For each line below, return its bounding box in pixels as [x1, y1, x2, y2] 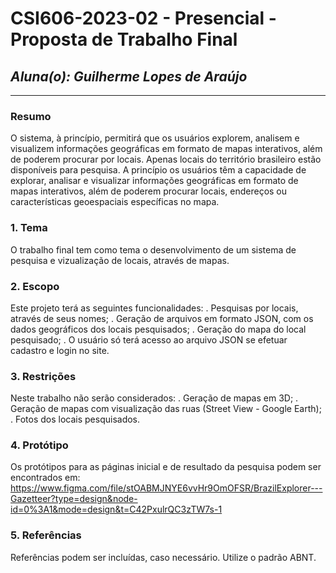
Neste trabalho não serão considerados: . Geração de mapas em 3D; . [10, 392, 299, 404]
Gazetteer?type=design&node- [10, 493, 138, 505]
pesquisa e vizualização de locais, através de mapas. [10, 254, 230, 266]
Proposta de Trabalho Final [10, 28, 238, 51]
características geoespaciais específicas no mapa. [10, 196, 220, 208]
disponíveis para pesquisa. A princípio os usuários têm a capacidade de [10, 164, 307, 176]
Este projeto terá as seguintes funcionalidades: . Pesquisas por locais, [10, 302, 299, 314]
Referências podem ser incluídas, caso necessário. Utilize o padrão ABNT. [10, 551, 317, 563]
